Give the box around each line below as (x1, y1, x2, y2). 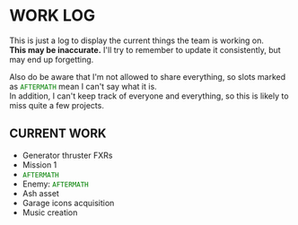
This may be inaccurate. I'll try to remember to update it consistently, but (9, 44, 281, 55)
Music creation (22, 207, 78, 218)
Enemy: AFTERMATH (22, 178, 89, 189)
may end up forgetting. (9, 54, 94, 65)
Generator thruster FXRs (22, 150, 113, 160)
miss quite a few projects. (9, 100, 105, 110)
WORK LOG (9, 5, 96, 26)
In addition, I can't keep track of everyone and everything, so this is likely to (9, 91, 289, 101)
